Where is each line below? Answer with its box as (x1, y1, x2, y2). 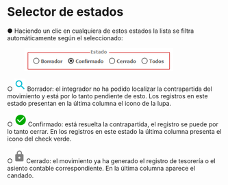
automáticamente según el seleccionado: (7, 33, 123, 42)
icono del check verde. (7, 134, 72, 143)
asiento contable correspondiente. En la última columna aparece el (7, 164, 196, 172)
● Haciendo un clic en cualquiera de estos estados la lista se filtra (7, 27, 194, 35)
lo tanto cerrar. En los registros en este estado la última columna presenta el (7, 127, 222, 135)
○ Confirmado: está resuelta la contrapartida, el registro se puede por (7, 120, 219, 128)
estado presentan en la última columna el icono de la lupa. (7, 99, 172, 107)
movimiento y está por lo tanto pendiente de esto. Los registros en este (7, 91, 208, 100)
